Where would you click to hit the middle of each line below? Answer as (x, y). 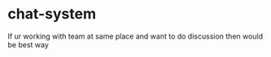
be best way (28, 44)
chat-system (52, 14)
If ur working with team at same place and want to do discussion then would (135, 36)
